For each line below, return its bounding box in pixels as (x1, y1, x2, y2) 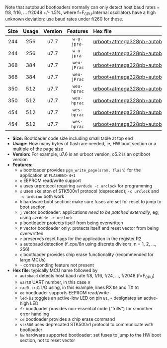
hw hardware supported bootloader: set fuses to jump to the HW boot (19, 332, 162, 338)
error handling (19, 311, 49, 317)
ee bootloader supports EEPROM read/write (19, 289, 109, 295)
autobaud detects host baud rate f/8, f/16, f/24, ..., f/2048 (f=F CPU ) (19, 272, 155, 280)
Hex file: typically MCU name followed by (12, 267, 98, 273)
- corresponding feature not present (19, 262, 94, 268)
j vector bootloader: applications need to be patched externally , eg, (19, 209, 159, 215)
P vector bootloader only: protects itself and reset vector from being (19, 225, 159, 231)
